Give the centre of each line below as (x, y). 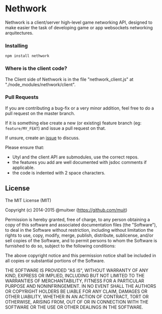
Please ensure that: (25, 147)
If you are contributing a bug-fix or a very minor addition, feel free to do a (80, 108)
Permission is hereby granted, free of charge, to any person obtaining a (78, 219)
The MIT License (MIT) (28, 200)
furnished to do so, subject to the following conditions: (60, 246)
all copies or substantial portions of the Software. (55, 261)
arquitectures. (19, 33)
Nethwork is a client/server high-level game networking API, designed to (79, 22)
